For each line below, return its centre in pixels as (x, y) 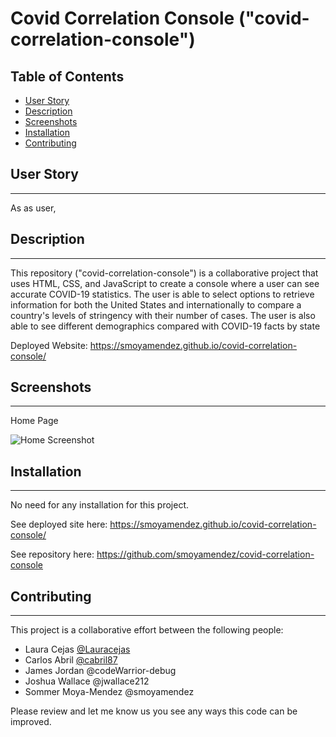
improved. (31, 722)
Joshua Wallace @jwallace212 (87, 681)
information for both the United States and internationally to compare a (156, 304)
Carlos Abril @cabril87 (71, 660)
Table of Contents (67, 76)
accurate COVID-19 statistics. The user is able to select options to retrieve (162, 294)
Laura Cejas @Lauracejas (77, 649)
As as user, (33, 208)
